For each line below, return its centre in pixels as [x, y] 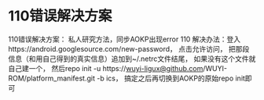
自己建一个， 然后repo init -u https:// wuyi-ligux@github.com [106, 68]
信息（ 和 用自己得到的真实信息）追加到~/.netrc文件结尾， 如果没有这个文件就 [132, 59]
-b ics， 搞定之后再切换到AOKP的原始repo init [171, 78]
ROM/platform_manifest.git [52, 78]
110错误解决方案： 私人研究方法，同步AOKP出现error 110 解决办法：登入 [125, 39]
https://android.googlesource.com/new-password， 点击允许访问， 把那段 [129, 48]
